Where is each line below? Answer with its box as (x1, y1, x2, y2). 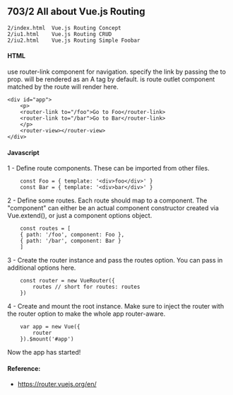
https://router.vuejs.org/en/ (17, 380, 97, 389)
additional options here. (7, 263, 76, 272)
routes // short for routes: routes (32, 283, 141, 291)
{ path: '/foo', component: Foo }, (20, 231, 125, 239)
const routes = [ (20, 225, 71, 232)
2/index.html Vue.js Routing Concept (7, 24, 121, 31)
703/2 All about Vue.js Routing (7, 6, 145, 18)
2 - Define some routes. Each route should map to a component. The (7, 196, 208, 205)
